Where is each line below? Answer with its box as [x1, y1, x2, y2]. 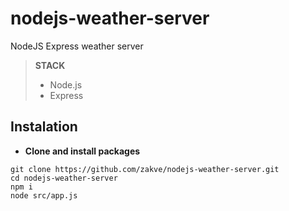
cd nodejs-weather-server [10, 173, 118, 183]
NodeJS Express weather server [10, 40, 144, 52]
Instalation [10, 118, 78, 136]
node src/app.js [10, 190, 78, 201]
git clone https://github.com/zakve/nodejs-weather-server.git [10, 164, 280, 174]
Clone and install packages [24, 145, 141, 157]
